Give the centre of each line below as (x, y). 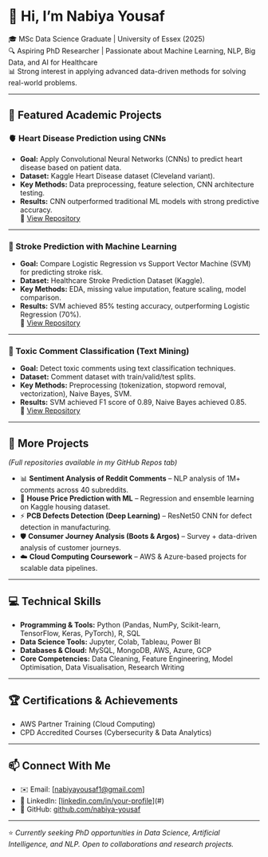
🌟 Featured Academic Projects (85, 115)
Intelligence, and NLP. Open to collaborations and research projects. (121, 844)
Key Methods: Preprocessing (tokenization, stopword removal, (123, 385)
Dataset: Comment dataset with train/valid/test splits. (108, 377)
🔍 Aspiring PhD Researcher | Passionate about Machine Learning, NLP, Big (132, 50)
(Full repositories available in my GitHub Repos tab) (93, 462)
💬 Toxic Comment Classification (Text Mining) (99, 351)
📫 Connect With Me (60, 766)
